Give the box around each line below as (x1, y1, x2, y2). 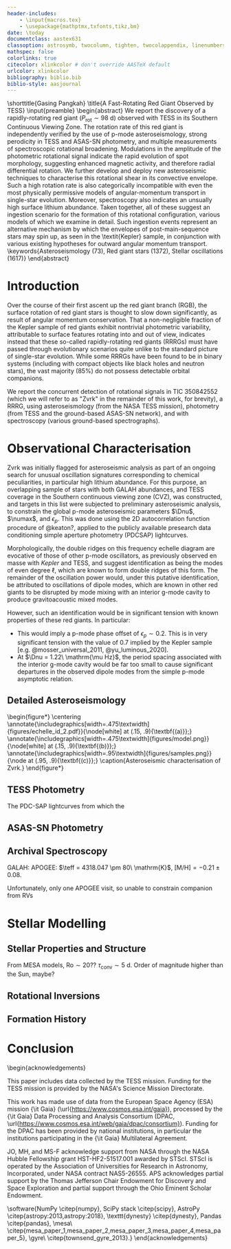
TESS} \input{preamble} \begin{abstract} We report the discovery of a (7, 107, 206, 115)
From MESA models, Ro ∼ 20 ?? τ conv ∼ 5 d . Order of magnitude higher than (7, 961, 223, 971)
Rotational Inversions (7, 990, 100, 1002)
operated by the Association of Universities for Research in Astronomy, (7, 1162, 208, 1170)
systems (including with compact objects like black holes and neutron (7, 359, 205, 368)
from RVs (7, 892, 34, 900)
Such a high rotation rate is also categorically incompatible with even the (7, 181, 213, 190)
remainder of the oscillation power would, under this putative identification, (7, 573, 220, 582)
